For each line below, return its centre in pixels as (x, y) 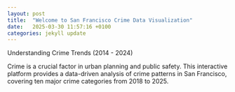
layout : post (26, 14)
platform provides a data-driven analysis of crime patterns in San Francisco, (117, 74)
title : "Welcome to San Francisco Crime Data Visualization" (100, 20)
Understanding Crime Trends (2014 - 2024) (70, 53)
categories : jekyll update (47, 33)
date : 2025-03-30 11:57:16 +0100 (59, 26)
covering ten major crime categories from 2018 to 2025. (88, 82)
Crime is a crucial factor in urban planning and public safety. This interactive (117, 66)
